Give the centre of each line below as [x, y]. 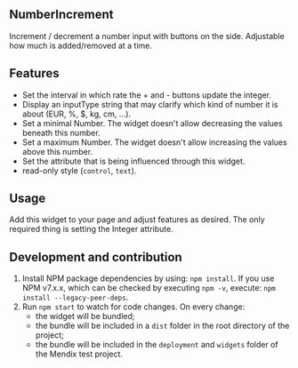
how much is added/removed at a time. [81, 45]
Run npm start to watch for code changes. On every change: [133, 307]
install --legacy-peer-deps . [75, 298]
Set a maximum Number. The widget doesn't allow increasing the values [154, 142]
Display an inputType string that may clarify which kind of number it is [150, 104]
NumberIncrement [61, 15]
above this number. [57, 151]
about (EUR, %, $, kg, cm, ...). [77, 114]
